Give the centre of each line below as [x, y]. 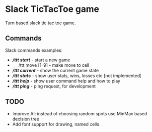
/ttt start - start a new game [41, 60]
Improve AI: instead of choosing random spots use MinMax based [80, 113]
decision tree [26, 119]
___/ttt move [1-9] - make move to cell [51, 65]
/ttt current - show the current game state [56, 70]
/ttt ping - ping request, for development [54, 86]
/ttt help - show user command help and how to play [66, 81]
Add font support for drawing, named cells [56, 124]
